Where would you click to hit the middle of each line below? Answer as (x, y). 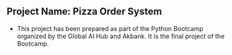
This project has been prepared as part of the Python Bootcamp (110, 28)
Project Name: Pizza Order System (84, 12)
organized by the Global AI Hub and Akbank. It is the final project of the (121, 36)
